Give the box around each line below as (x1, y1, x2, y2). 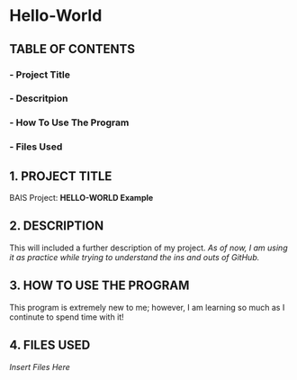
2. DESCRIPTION (9, 218, 104, 234)
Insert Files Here (9, 361, 70, 372)
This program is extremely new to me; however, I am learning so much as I (9, 302, 285, 312)
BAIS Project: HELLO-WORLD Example (9, 193, 154, 204)
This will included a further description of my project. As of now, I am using (9, 242, 288, 253)
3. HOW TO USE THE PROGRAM (9, 278, 190, 294)
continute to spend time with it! (9, 312, 124, 322)
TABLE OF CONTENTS (9, 41, 135, 57)
